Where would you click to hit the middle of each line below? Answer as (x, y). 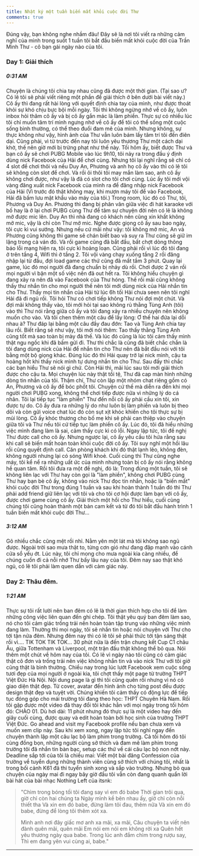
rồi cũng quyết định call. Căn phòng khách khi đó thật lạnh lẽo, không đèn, (97, 450)
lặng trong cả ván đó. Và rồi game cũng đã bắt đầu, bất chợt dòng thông (94, 242)
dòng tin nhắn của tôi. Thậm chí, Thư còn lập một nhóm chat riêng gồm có (97, 380)
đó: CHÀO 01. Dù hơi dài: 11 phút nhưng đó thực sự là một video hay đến (94, 711)
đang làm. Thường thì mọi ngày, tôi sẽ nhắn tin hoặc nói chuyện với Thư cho (99, 630)
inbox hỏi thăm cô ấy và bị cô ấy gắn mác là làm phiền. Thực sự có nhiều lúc (99, 116)
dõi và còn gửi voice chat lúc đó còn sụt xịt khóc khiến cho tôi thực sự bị (94, 412)
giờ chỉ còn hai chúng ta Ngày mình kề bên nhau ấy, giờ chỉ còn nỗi (102, 799)
